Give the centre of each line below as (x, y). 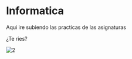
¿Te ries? (17, 38)
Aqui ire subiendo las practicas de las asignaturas (66, 27)
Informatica (35, 11)
